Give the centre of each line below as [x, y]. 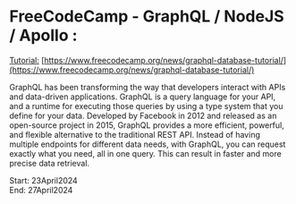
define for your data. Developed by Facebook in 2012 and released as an [143, 115]
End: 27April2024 [41, 190]
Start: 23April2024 [43, 180]
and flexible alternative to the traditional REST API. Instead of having [135, 134]
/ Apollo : [43, 35]
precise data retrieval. [50, 163]
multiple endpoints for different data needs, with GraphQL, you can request [148, 144]
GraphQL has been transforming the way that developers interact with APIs [148, 87]
